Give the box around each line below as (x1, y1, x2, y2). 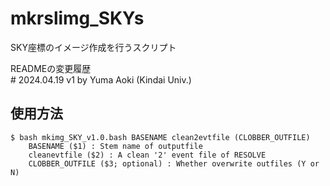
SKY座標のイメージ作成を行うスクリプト (10, 41, 177, 53)
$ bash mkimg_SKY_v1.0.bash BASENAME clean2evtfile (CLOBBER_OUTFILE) (10, 132, 311, 142)
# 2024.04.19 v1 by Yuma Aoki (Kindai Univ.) (10, 73, 192, 86)
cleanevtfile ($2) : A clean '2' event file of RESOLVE (28, 150, 267, 160)
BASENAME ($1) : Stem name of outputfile (28, 141, 203, 151)
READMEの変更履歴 (10, 62, 92, 74)
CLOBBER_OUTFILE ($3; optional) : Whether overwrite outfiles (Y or (28, 158, 320, 169)
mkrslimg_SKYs (10, 7, 145, 30)
